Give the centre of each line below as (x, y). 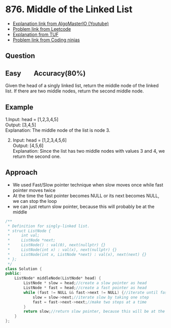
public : (13, 274)
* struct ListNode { (29, 231)
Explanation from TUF (35, 34)
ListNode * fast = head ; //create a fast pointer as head (85, 288)
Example (19, 107)
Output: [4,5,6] (28, 145)
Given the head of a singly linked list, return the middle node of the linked (82, 86)
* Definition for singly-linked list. (49, 226)
